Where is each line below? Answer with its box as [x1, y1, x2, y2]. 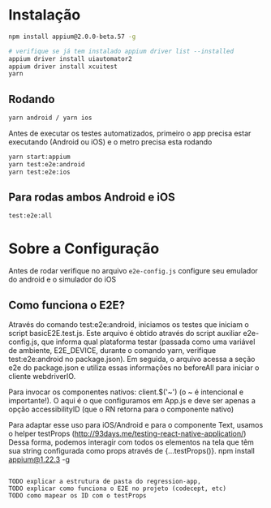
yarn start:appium [8, 153, 71, 161]
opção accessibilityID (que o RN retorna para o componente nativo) [8, 404, 234, 415]
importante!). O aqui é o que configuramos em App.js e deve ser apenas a [8, 396, 256, 406]
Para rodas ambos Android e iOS [8, 191, 176, 204]
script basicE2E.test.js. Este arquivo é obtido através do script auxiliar [8, 329, 242, 338]
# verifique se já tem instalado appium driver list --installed [8, 47, 234, 55]
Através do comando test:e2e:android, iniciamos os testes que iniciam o [8, 320, 249, 329]
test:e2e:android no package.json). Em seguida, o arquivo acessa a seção [8, 355, 256, 364]
